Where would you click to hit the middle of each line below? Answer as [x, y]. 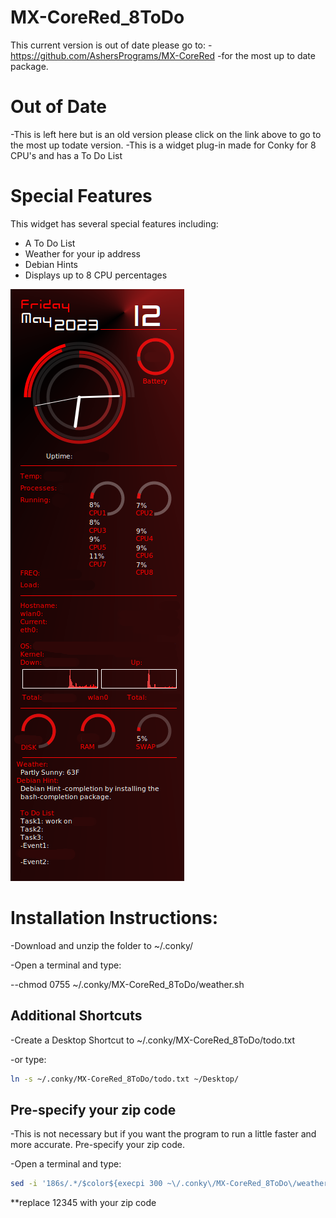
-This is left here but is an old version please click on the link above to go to [166, 134]
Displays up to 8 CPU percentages [96, 275]
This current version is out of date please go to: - [111, 45]
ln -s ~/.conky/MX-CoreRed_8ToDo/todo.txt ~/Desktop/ [125, 1079]
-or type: [28, 1059]
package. [29, 66]
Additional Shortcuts [76, 1016]
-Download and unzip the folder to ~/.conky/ [102, 945]
